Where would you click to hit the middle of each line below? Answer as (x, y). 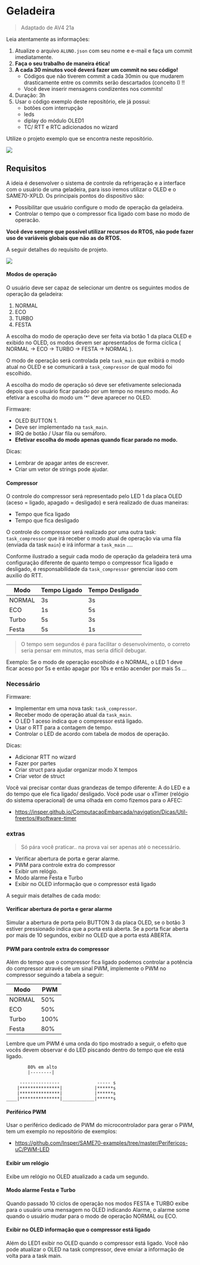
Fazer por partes (35, 763)
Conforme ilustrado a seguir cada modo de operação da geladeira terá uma (99, 557)
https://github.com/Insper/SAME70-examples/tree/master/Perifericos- (101, 1143)
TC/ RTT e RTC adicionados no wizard (71, 127)
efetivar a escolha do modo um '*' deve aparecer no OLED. (79, 397)
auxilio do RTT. (24, 576)
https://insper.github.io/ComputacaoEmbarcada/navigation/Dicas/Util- (101, 812)
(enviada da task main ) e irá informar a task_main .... (70, 545)
